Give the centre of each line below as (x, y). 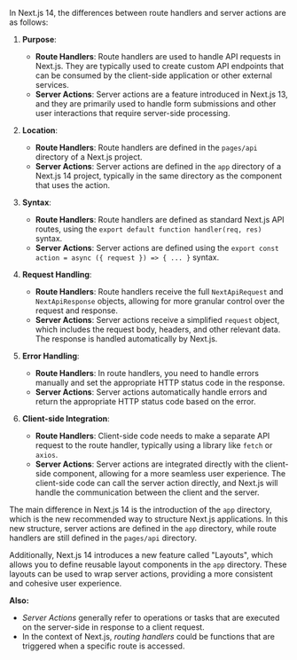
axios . (47, 455)
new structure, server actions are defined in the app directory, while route (143, 528)
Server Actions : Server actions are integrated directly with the (149, 464)
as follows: (29, 22)
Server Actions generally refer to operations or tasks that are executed (151, 617)
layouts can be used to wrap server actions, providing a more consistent (141, 574)
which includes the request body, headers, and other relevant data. (158, 329)
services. (52, 85)
